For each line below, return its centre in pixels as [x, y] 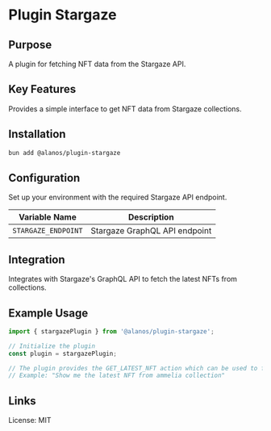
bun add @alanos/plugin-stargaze [65, 153]
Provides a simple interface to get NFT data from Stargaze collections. [125, 109]
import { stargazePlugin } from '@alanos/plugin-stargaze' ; [112, 331]
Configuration [44, 178]
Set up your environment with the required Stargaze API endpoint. [118, 197]
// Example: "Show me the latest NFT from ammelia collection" [117, 376]
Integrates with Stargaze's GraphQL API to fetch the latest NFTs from [123, 279]
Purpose [30, 45]
